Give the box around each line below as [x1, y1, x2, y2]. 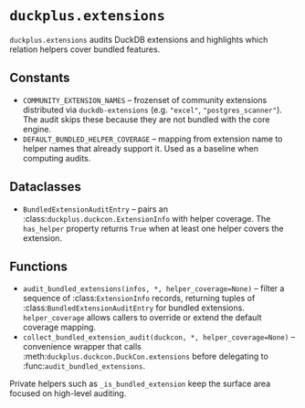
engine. [22, 123, 52, 134]
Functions [9, 258, 68, 274]
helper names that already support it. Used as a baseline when [22, 142, 258, 153]
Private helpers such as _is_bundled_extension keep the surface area [9, 378, 271, 390]
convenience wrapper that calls [22, 341, 142, 352]
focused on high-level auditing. [9, 388, 127, 399]
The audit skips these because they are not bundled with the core [22, 113, 270, 125]
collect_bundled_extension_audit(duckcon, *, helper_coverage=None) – [22, 331, 296, 342]
